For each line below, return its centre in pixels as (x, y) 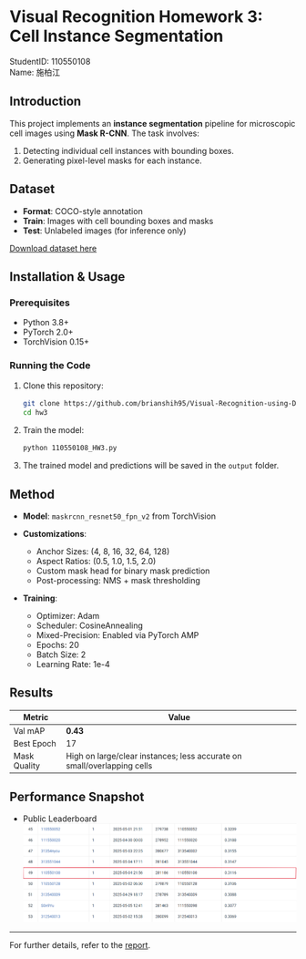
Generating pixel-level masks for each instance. (112, 160)
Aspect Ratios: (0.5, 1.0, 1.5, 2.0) (96, 561)
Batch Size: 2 (61, 655)
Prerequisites (40, 303)
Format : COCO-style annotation (82, 211)
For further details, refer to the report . (80, 944)
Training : (40, 598)
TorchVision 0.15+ (56, 342)
